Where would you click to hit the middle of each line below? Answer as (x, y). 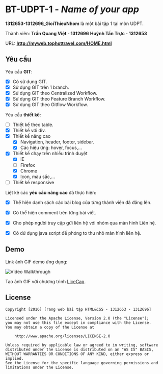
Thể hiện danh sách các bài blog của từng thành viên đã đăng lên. (82, 202)
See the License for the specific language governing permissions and (82, 363)
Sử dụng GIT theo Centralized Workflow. (55, 93)
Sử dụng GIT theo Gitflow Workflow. (50, 105)
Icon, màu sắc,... (37, 177)
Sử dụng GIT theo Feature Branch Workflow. (59, 98)
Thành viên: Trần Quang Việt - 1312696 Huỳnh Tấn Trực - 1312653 (76, 33)
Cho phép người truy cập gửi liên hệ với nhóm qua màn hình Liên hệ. (84, 222)
